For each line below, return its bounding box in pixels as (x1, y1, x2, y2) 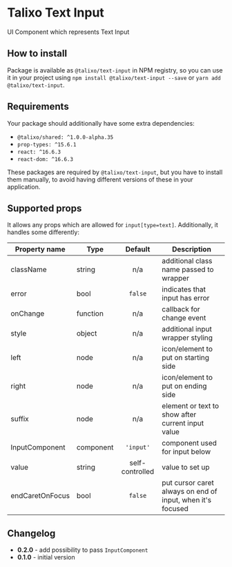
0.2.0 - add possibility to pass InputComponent (17, 546, 148, 554)
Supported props (7, 202, 82, 214)
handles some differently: (7, 228, 79, 236)
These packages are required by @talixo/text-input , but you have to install (7, 168, 223, 176)
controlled (121, 467, 155, 477)
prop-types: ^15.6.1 (17, 141, 77, 148)
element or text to (162, 401, 220, 411)
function (76, 309, 104, 318)
